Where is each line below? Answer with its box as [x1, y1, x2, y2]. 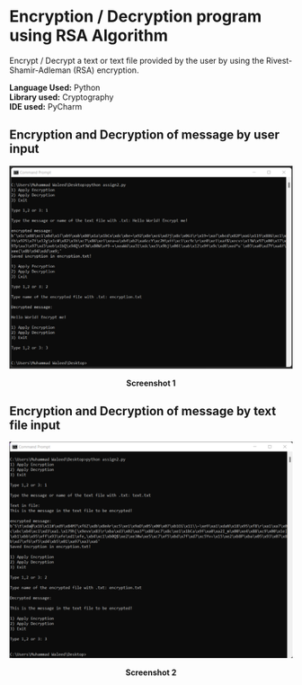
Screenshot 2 [125, 667, 177, 678]
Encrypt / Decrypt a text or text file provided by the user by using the [9, 55, 265, 66]
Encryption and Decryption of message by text [9, 403, 277, 419]
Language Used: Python [9, 82, 101, 93]
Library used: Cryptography [9, 92, 114, 102]
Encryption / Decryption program [9, 6, 262, 27]
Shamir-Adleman [9, 65, 72, 76]
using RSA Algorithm [9, 25, 169, 46]
